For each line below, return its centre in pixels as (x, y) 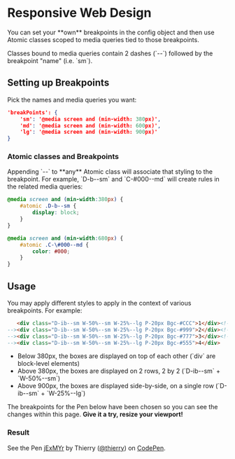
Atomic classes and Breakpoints (63, 157)
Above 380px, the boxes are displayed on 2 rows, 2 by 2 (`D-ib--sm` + (119, 371)
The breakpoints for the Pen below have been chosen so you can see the (113, 407)
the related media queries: (45, 186)
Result (19, 432)
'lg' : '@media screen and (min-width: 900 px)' (89, 132)
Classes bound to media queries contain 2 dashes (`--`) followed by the (110, 53)
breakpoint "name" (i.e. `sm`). (50, 60)
